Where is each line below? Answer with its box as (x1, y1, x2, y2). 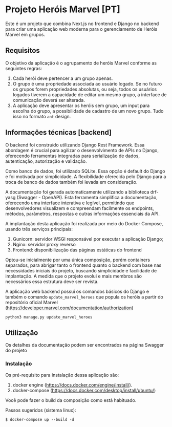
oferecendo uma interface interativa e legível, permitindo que (5, 200, 135, 206)
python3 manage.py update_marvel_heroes (5, 314, 93, 319)
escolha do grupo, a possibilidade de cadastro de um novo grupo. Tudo (12, 108, 164, 114)
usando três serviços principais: (5, 226, 73, 232)
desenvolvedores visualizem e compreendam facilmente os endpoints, (5, 205, 155, 211)
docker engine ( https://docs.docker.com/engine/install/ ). (12, 381, 133, 388)
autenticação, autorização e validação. (5, 158, 87, 164)
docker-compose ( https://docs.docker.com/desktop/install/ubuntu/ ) (12, 387, 156, 393)
